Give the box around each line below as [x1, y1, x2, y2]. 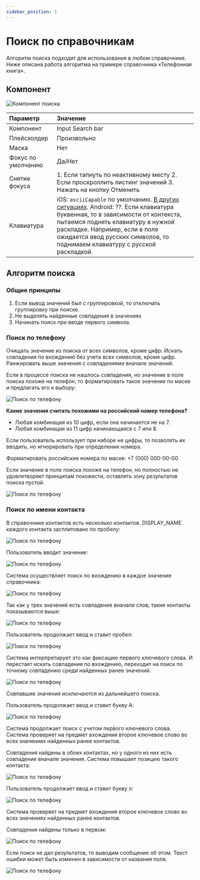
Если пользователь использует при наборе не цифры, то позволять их [6, 437, 186, 444]
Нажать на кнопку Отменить [56, 186, 140, 194]
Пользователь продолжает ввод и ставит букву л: [6, 784, 134, 792]
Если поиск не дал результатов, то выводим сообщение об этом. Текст [6, 849, 188, 856]
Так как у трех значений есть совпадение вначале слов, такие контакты [6, 601, 190, 609]
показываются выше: [6, 607, 61, 615]
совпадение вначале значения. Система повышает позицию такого [6, 755, 179, 762]
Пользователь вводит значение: [6, 548, 88, 556]
